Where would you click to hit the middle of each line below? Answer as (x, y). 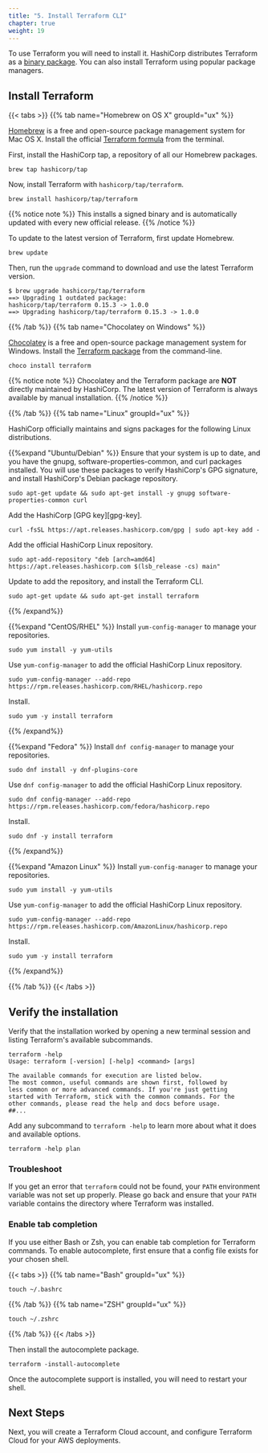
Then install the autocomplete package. (74, 1349)
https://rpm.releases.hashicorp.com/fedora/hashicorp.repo (109, 807)
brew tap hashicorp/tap (48, 169)
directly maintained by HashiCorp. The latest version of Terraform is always (133, 390)
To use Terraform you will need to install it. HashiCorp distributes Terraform (133, 54)
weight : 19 (26, 31)
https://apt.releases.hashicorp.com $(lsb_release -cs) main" (114, 567)
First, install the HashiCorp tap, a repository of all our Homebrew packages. (133, 155)
